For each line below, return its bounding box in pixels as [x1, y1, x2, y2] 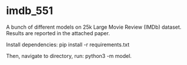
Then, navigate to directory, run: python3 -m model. [6, 52, 132, 59]
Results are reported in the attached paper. [6, 29, 110, 36]
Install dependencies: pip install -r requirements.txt [6, 41, 129, 48]
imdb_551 [6, 4, 54, 18]
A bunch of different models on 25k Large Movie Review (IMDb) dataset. [6, 23, 182, 30]
